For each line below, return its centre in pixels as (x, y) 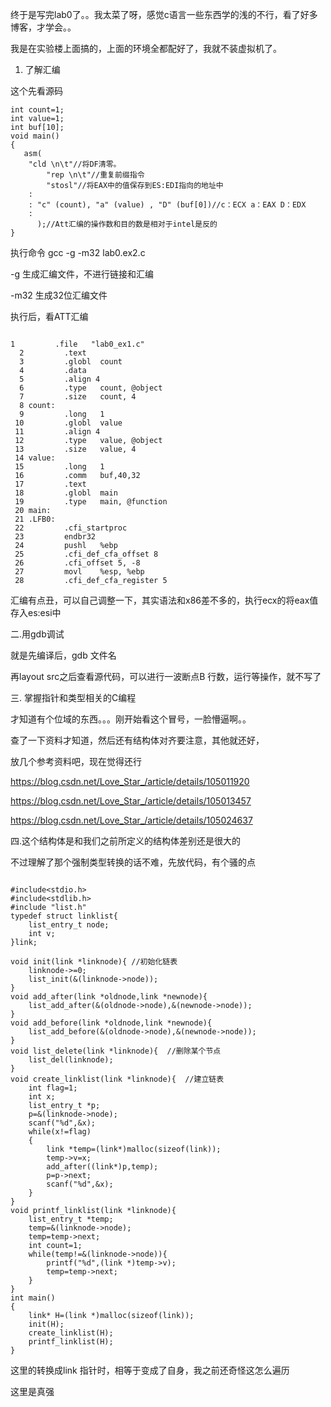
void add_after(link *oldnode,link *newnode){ (109, 997)
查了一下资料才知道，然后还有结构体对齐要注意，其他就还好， (137, 740)
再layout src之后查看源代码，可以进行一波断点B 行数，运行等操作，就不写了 (166, 676)
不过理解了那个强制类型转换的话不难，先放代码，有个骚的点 (133, 862)
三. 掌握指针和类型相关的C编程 (73, 697)
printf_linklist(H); (71, 1342)
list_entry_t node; (69, 925)
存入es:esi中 (36, 612)
